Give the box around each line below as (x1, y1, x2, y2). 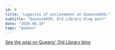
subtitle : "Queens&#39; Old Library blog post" (5, 16, 106, 21)
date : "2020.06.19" (5, 21, 46, 26)
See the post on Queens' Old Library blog (5, 39, 91, 45)
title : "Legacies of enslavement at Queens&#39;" (5, 12, 111, 17)
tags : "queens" (5, 26, 37, 31)
